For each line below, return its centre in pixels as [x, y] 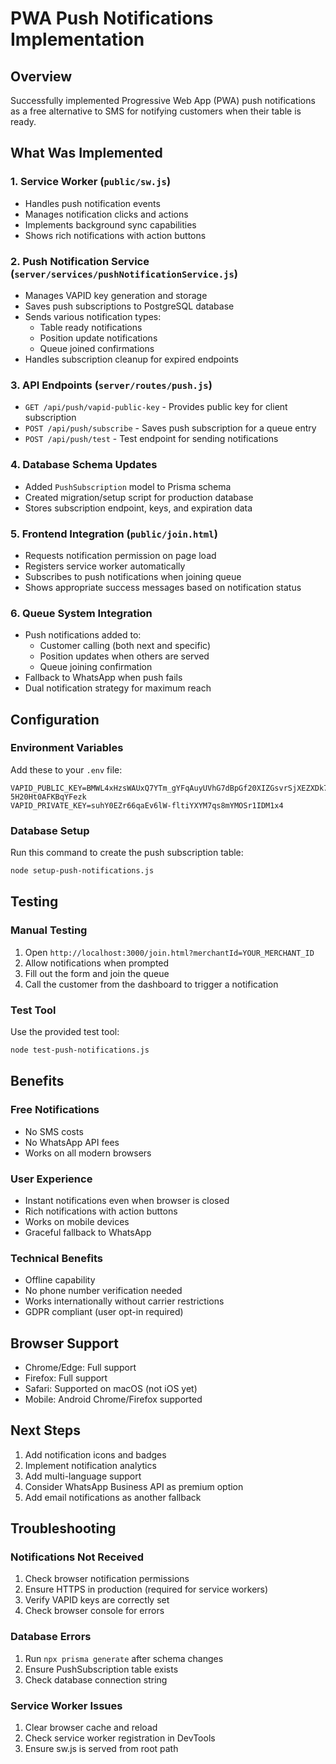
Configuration [55, 719]
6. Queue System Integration [81, 613]
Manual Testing [49, 930]
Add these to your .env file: [66, 769]
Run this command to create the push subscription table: [127, 853]
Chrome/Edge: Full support [80, 1367]
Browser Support [65, 1343]
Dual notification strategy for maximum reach [118, 688]
